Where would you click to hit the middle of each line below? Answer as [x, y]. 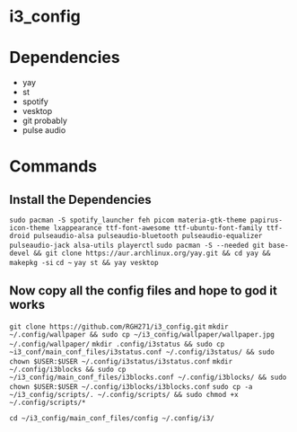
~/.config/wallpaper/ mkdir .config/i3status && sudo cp [117, 344]
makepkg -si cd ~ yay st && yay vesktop [84, 263]
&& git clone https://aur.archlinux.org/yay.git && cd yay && [152, 253]
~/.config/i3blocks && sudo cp [68, 369]
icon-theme [30, 228]
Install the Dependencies [81, 199]
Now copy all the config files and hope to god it [144, 291]
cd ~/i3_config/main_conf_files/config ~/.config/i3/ [112, 418]
